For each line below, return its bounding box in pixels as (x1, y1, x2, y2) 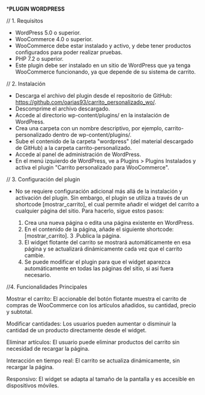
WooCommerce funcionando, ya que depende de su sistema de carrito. (15, 68, 196, 76)
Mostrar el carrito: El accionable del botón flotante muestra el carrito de (6, 295, 187, 302)
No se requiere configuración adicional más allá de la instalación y (15, 187, 182, 195)
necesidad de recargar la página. (6, 345, 90, 352)
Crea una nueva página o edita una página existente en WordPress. (24, 219, 194, 226)
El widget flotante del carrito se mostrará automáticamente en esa (24, 239, 191, 246)
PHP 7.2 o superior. (15, 55, 64, 62)
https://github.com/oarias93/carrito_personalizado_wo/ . (15, 98, 157, 106)
